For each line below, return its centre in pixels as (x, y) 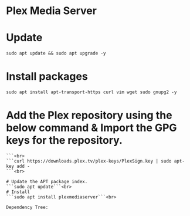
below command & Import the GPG (91, 128)
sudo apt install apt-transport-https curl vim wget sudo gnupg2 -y (91, 92)
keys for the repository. (65, 141)
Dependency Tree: (27, 207)
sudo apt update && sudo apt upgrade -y (56, 53)
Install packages (47, 77)
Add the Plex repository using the (89, 115)
